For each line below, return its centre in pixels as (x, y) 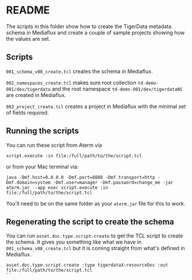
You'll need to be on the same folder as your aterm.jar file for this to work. (96, 203)
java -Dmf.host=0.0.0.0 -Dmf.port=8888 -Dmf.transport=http (81, 177)
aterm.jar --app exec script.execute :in (57, 188)
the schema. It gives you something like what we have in (74, 242)
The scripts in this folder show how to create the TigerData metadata (89, 26)
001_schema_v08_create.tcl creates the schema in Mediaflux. (79, 71)
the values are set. (28, 39)
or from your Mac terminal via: (42, 167)
